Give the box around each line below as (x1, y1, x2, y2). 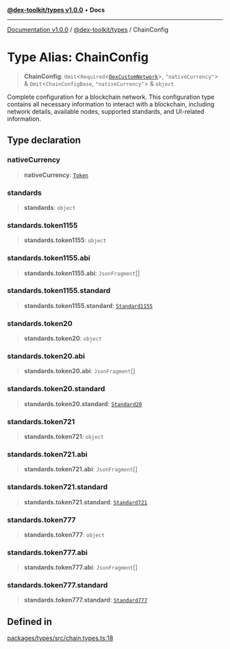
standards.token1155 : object (23, 236, 107, 244)
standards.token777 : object (23, 530, 105, 539)
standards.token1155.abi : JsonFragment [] (23, 269, 140, 277)
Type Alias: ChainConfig (7, 49, 149, 65)
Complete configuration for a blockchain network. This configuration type (7, 93, 215, 101)
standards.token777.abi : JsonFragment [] (23, 563, 138, 571)
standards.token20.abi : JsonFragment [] (23, 367, 136, 375)
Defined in (7, 615, 53, 627)
